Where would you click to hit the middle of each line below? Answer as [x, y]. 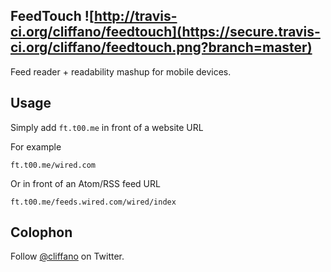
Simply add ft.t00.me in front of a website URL [107, 127]
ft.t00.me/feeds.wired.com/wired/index [93, 202]
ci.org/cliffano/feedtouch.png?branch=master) [161, 47]
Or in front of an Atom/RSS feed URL [85, 183]
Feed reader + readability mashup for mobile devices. [121, 71]
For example [36, 146]
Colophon [41, 232]
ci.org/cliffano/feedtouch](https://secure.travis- [165, 32]
